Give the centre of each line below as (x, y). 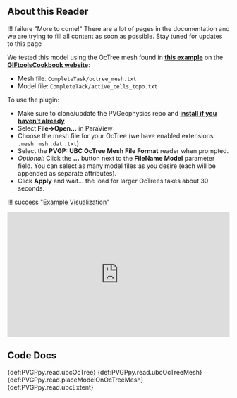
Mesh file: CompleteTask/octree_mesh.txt (77, 78)
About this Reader (48, 12)
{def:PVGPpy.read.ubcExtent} (50, 387)
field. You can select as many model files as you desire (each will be (117, 166)
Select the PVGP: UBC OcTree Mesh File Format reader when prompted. (123, 150)
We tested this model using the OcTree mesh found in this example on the (115, 57)
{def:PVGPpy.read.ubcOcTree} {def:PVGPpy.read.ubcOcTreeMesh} (105, 373)
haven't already (41, 121)
